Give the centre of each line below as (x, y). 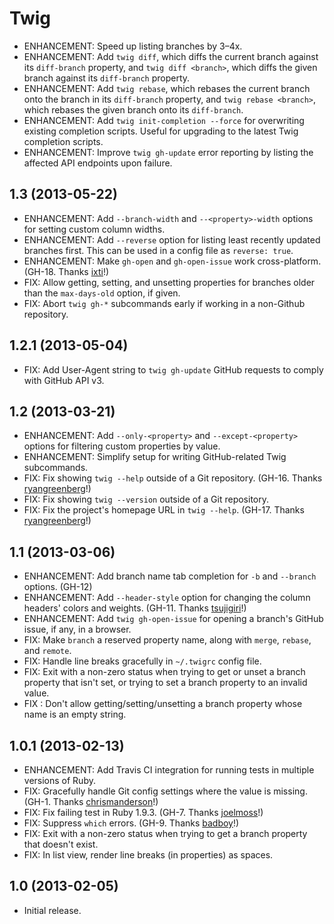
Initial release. (52, 910)
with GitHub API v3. (64, 380)
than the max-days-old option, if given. (102, 293)
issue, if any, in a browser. (77, 629)
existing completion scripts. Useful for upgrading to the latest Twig (161, 131)
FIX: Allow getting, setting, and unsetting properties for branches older (169, 282)
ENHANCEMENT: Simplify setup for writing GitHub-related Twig (155, 457)
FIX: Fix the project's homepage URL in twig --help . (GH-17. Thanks (164, 510)
